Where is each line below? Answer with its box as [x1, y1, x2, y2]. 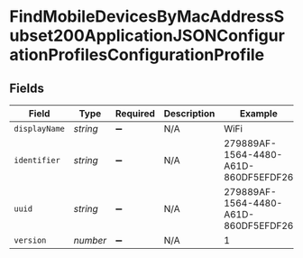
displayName [14, 124, 66, 134]
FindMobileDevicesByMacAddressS [9, 6, 285, 27]
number [73, 235, 107, 246]
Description [163, 107, 216, 119]
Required [115, 107, 155, 119]
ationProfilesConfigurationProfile [9, 45, 265, 65]
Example [239, 107, 278, 119]
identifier [14, 155, 60, 165]
